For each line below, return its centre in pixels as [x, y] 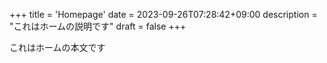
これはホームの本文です [57, 47]
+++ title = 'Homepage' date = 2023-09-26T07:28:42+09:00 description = [163, 14]
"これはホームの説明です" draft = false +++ [98, 26]
